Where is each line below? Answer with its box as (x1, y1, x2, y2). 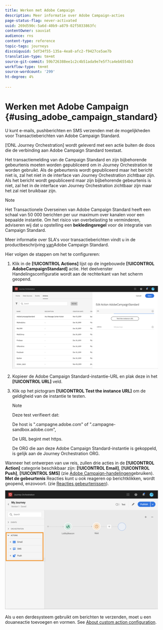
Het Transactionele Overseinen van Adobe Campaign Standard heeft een (5, 207, 151, 212)
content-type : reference (5, 39, 55, 44)
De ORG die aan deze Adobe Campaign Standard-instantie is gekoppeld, (12, 445, 158, 452)
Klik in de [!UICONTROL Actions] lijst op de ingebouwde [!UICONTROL (12, 261, 155, 266)
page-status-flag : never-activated (5, 18, 77, 23)
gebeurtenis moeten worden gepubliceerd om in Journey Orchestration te (5, 162, 153, 168)
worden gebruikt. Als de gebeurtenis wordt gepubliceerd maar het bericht (5, 167, 153, 173)
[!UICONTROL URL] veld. (12, 379, 63, 385)
